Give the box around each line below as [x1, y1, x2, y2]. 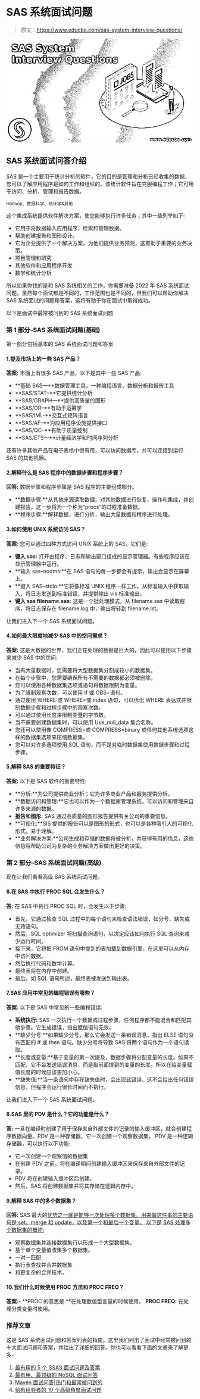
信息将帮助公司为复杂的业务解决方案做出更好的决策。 [14, 842, 146, 850]
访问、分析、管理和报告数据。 [11, 188, 85, 195]
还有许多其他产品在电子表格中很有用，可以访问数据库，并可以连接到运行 [6, 447, 183, 454]
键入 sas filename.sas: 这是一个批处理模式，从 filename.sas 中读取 [14, 597, 180, 604]
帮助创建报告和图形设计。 [14, 232, 78, 239]
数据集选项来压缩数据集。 [25, 733, 88, 741]
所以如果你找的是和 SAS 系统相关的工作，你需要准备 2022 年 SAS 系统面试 [6, 282, 189, 289]
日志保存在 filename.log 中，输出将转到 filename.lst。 [30, 605, 162, 612]
